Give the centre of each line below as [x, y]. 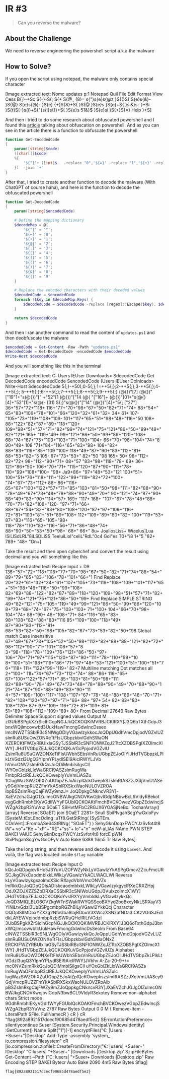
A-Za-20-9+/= [114, 961]
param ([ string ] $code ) [37, 149]
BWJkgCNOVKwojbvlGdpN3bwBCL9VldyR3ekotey [57, 993]
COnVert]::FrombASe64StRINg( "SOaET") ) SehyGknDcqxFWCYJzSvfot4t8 [83, 824]
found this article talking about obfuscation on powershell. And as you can [82, 125]
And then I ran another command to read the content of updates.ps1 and [80, 332]
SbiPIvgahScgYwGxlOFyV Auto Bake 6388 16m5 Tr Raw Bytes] [70, 840]
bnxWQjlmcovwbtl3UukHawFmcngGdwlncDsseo [56, 727]
